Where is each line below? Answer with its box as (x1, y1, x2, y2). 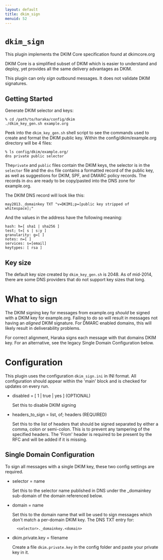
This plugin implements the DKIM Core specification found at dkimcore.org (5, 52, 155, 57)
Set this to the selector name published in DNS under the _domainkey (12, 488, 151, 493)
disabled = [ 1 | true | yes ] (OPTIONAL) (12, 393, 91, 398)
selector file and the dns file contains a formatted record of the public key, (5, 167, 154, 173)
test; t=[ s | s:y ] (5, 228, 47, 234)
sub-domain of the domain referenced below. (12, 492, 103, 499)
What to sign (5, 294, 57, 305)
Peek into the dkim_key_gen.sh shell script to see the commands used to (5, 130, 149, 136)
